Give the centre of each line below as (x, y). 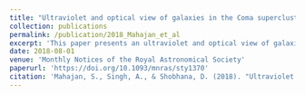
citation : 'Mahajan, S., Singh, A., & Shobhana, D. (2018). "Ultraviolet (152, 77)
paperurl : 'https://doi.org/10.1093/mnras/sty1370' (109, 69)
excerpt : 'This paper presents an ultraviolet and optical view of (140, 43)
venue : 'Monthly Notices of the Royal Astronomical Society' (128, 60)
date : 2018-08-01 (42, 52)
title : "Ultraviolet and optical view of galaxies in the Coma (132, 18)
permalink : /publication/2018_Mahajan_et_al (95, 34)
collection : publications (58, 26)
